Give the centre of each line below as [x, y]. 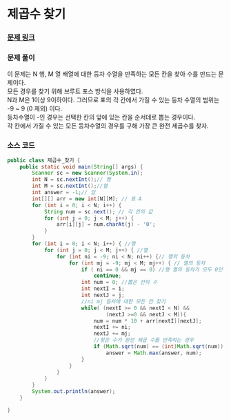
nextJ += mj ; [112, 334]
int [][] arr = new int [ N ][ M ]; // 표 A [87, 199]
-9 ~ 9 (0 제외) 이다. [35, 108]
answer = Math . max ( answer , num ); [154, 353]
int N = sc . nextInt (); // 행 [72, 180]
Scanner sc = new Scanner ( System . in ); [88, 173]
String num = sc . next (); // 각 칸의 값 [98, 211]
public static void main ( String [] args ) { [81, 166]
